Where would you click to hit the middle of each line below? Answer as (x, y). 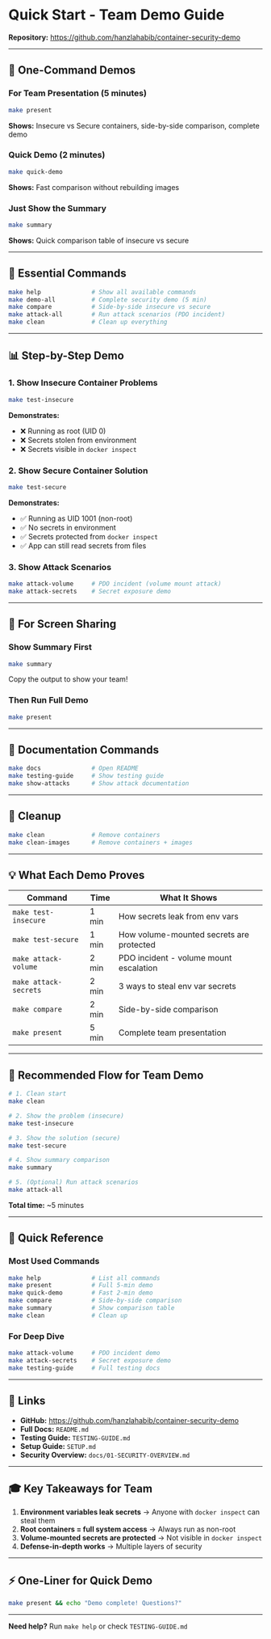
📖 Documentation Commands (84, 750)
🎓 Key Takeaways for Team (81, 1488)
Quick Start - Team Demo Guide (117, 15)
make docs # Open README (73, 769)
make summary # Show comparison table (92, 1308)
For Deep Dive (36, 1336)
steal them (38, 1521)
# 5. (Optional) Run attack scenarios (73, 1182)
